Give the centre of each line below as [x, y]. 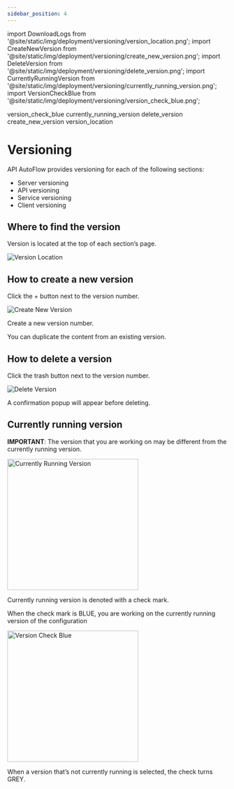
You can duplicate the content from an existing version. [87, 337]
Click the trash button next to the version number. [79, 376]
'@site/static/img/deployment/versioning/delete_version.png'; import [106, 71]
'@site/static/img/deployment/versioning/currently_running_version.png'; [112, 85]
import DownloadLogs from [47, 34]
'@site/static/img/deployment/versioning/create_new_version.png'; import [114, 56]
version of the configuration [47, 620]
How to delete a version [60, 358]
